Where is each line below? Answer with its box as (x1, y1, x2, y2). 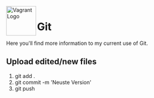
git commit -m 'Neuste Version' (14, 79, 92, 86)
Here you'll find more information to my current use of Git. (6, 40, 149, 47)
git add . (14, 72, 36, 79)
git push (14, 85, 35, 92)
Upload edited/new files (6, 57, 97, 67)
